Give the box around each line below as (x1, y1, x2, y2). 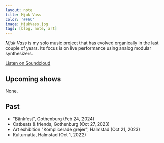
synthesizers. (5, 51, 33, 57)
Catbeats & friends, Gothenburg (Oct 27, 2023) (12, 121, 110, 127)
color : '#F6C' (5, 17, 35, 22)
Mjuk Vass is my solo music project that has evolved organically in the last (5, 40, 159, 46)
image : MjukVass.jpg (5, 21, 49, 27)
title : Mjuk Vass (5, 12, 42, 17)
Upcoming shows (5, 75, 61, 83)
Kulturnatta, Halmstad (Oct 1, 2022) (12, 131, 87, 138)
